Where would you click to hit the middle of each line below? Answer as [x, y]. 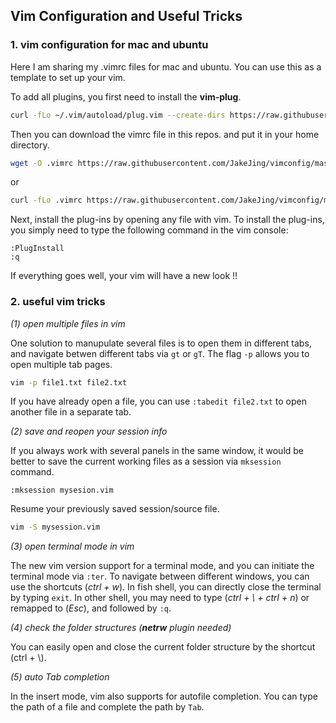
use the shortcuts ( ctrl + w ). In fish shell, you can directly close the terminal [166, 587]
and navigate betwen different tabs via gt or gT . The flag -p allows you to [160, 353]
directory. [30, 145]
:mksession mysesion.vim [62, 490]
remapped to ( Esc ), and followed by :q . [91, 608]
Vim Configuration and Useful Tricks [126, 16]
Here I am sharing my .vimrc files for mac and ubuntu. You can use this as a [166, 66]
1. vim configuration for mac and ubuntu [109, 45]
